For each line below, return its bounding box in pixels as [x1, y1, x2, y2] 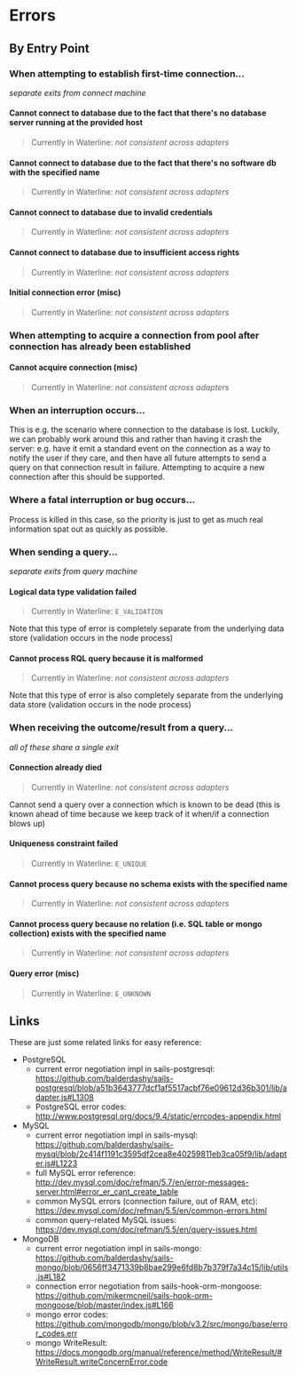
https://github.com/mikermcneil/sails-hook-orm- [35, 1291, 213, 1301]
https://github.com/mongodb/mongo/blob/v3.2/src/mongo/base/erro [35, 1319, 288, 1330]
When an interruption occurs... [9, 404, 145, 416]
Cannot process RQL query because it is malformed [9, 652, 204, 663]
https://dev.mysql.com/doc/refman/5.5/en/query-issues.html [35, 1224, 258, 1235]
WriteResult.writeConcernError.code [35, 1356, 168, 1367]
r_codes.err [35, 1328, 78, 1339]
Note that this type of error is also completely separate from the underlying [9, 690, 284, 700]
